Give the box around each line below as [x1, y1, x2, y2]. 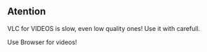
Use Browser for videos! [7, 38, 77, 46]
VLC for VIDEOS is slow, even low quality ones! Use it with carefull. [7, 24, 201, 32]
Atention [7, 6, 46, 18]
